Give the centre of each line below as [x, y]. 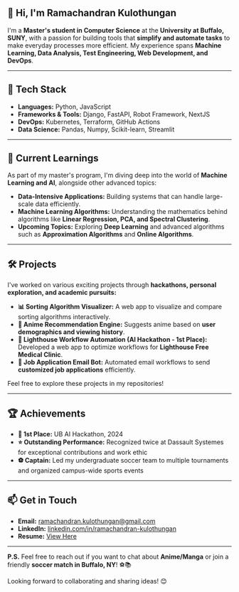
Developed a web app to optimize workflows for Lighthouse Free [113, 347]
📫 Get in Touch [42, 501]
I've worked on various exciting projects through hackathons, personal [112, 285]
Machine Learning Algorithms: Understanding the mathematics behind [122, 212]
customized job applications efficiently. [76, 370]
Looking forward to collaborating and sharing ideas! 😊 [87, 581]
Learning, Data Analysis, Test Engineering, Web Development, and [108, 53]
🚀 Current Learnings [53, 158]
